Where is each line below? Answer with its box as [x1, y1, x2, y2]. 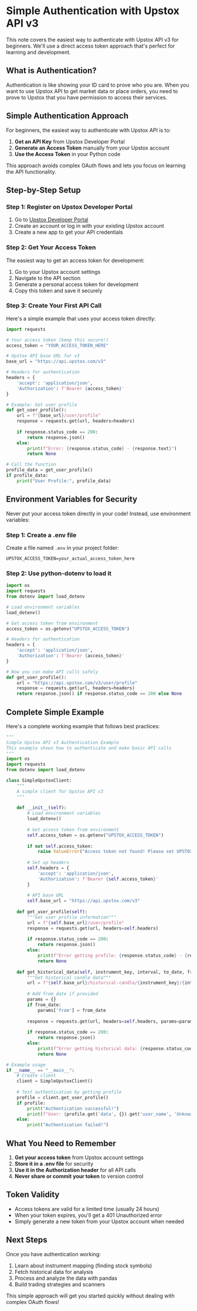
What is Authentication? [6, 66, 97, 76]
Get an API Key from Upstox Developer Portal [14, 138, 125, 145]
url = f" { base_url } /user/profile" [16, 413, 101, 419]
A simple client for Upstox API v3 [16, 788, 104, 794]
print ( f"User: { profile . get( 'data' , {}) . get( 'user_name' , [27, 1111, 172, 1117]
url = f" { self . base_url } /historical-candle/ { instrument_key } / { [27, 980, 185, 986]
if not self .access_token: [27, 843, 93, 849]
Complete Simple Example [6, 707, 104, 717]
